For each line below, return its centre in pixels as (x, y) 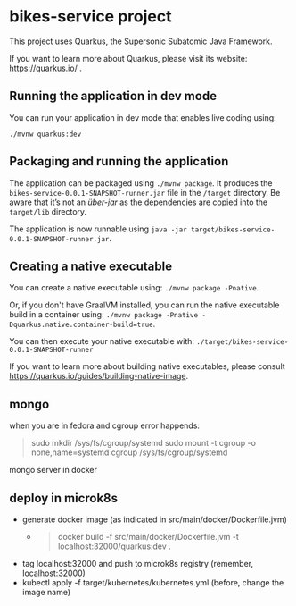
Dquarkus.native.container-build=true (81, 325)
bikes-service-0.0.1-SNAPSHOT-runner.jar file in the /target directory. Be (145, 192)
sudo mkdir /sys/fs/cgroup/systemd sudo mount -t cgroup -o (144, 443)
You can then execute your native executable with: (102, 341)
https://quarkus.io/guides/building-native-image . (99, 376)
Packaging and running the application (119, 161)
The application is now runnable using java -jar (98, 229)
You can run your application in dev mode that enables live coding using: (143, 117)
